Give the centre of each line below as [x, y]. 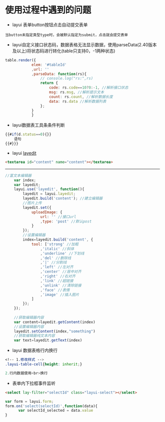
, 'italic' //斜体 [57, 249]
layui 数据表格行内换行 [35, 351]
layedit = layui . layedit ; [49, 194]
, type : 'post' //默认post [66, 221]
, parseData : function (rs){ [59, 74]
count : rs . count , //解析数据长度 [81, 97]
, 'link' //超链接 [57, 281]
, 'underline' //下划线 [62, 253]
